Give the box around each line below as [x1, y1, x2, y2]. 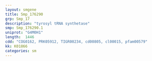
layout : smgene [5, 7, 37, 12]
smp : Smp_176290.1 [5, 26, 43, 30]
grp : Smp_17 [5, 16, 30, 21]
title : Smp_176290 [5, 12, 43, 17]
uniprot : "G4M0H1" [5, 30, 43, 35]
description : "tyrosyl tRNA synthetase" [5, 21, 90, 26]
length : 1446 [5, 35, 35, 40]
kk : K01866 [5, 44, 28, 49]
